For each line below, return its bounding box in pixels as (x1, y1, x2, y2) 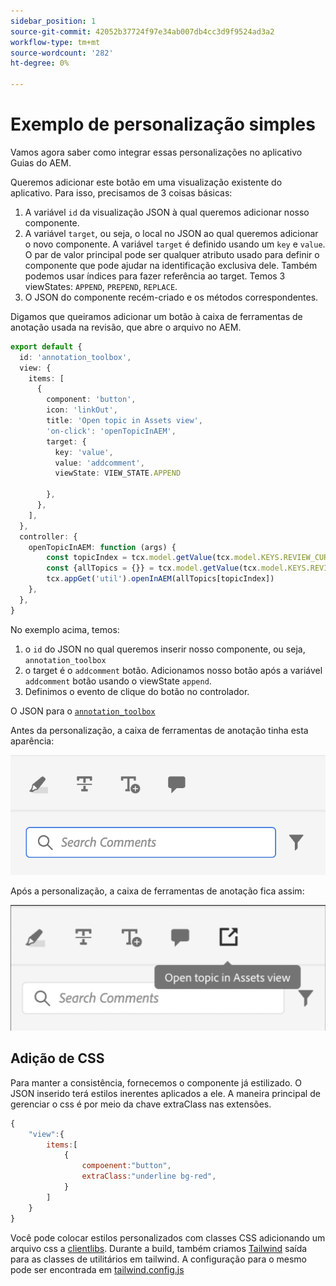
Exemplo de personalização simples (10, 113, 316, 136)
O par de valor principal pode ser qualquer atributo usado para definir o (24, 248, 320, 260)
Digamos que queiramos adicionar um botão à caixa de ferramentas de (10, 310, 303, 322)
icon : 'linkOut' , (46, 405, 118, 415)
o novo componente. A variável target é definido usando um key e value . (24, 238, 326, 250)
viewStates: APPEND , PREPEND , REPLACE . (24, 280, 178, 292)
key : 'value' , (54, 447, 114, 457)
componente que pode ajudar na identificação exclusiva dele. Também (24, 259, 318, 271)
